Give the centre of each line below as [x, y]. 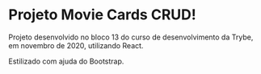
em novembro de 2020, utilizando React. [76, 45]
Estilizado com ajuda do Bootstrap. [66, 61]
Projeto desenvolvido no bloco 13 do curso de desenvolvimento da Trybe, [131, 37]
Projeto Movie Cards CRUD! [102, 15]
